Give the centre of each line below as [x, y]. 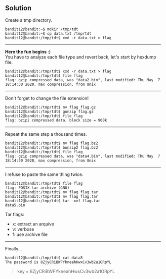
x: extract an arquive [33, 224]
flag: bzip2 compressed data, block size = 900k [56, 120]
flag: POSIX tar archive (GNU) [37, 188]
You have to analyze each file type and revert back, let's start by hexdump [81, 57]
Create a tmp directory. [29, 20]
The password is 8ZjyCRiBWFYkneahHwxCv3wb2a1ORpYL [58, 262]
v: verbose [23, 229]
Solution [18, 8]
